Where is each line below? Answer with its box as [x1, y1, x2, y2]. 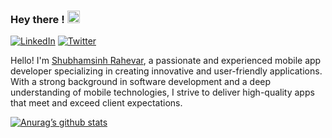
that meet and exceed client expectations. [10, 97, 183, 109]
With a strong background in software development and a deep [10, 76, 272, 88]
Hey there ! [10, 12, 65, 26]
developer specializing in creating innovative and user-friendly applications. [10, 65, 323, 77]
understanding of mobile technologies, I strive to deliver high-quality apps [10, 86, 315, 99]
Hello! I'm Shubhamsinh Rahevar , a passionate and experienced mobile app [10, 55, 322, 67]
